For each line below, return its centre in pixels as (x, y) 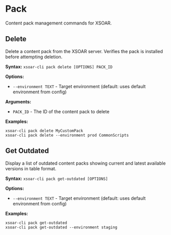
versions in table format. (31, 168)
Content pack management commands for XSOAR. (59, 23)
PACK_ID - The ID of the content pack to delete (61, 111)
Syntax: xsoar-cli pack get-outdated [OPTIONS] (57, 178)
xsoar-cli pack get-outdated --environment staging (61, 227)
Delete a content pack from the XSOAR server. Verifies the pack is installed (84, 51)
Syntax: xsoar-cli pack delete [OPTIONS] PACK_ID (59, 66)
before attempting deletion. (34, 57)
